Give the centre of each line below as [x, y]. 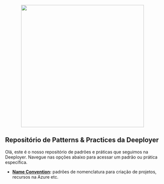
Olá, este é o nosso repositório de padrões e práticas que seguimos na [77, 152]
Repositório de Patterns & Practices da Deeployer [82, 140]
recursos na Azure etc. [35, 177]
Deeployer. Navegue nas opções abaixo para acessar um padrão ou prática [82, 157]
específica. [16, 162]
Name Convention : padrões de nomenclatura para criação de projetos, [84, 172]
